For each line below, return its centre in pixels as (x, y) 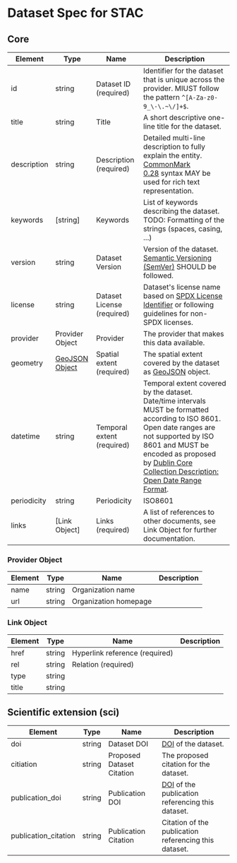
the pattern (162, 97)
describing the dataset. (182, 211)
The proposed (185, 756)
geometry (27, 363)
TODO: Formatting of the (184, 220)
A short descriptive (175, 118)
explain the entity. (173, 155)
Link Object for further (180, 530)
